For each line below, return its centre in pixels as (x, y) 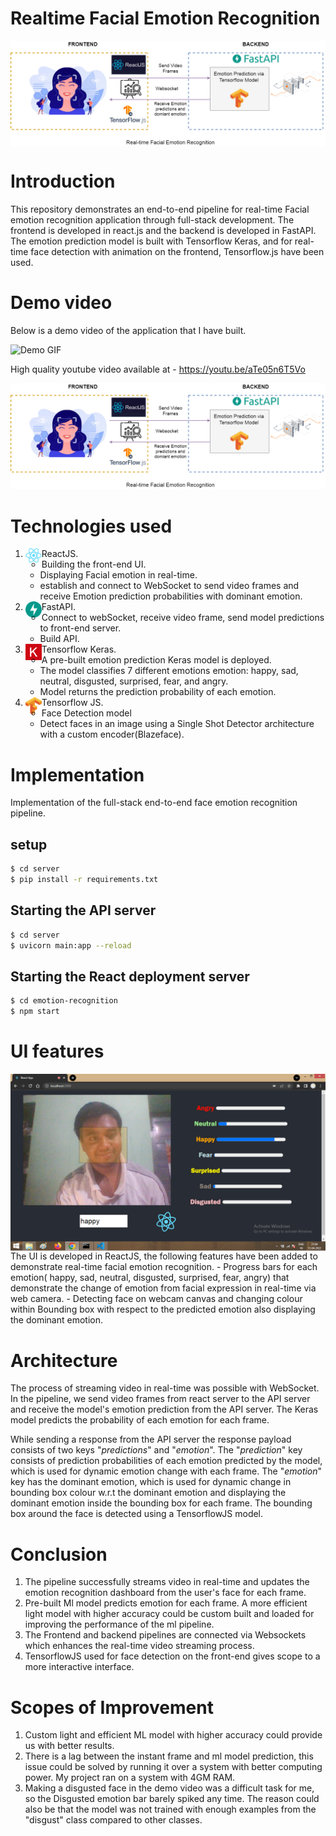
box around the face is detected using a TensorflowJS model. (137, 1514)
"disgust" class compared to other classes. (113, 1820)
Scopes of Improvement (112, 1707)
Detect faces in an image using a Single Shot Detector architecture (177, 724)
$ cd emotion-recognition (64, 1001)
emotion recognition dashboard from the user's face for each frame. (165, 1593)
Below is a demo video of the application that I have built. (128, 331)
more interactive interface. (79, 1667)
